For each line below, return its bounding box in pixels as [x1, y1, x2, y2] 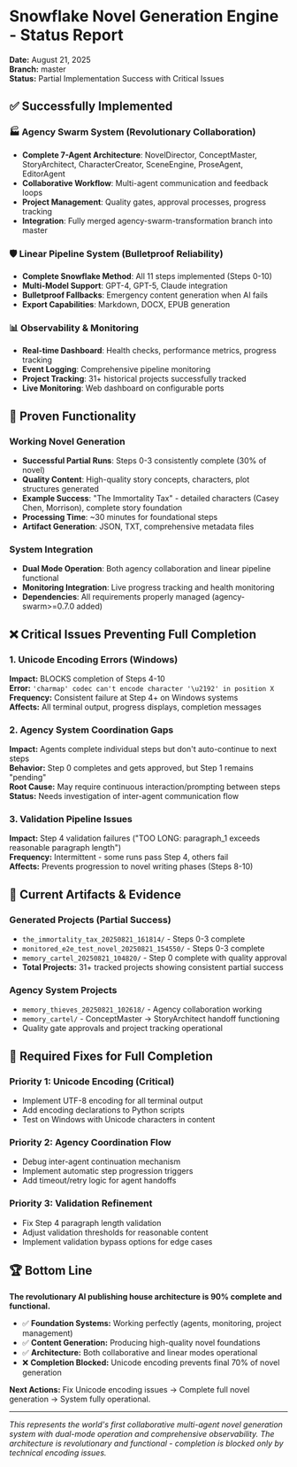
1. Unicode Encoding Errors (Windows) [9, 653, 179, 665]
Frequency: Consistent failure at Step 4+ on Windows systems [9, 692, 239, 702]
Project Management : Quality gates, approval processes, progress [21, 197, 267, 207]
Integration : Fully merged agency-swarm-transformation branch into [21, 215, 273, 226]
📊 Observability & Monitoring [9, 322, 140, 334]
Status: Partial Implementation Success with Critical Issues [9, 73, 225, 83]
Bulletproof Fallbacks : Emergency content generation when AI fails [21, 290, 268, 300]
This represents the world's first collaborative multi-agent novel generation [9, 1419, 283, 1430]
